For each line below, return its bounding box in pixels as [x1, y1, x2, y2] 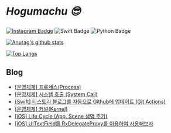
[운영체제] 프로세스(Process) [14, 84, 81, 90]
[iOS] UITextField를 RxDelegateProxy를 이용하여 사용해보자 [14, 120, 153, 127]
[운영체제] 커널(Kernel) [14, 105, 68, 112]
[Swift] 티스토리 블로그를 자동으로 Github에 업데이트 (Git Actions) [14, 98, 166, 105]
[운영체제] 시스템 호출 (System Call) [14, 91, 98, 98]
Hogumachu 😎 [6, 5, 81, 18]
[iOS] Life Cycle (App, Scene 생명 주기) [14, 113, 108, 120]
